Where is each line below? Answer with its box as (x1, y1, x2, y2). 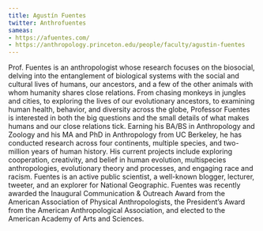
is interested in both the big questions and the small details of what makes (8, 113, 250, 123)
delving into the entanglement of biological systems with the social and (8, 71, 239, 81)
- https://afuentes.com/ (8, 33, 90, 42)
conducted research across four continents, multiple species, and (8, 138, 223, 148)
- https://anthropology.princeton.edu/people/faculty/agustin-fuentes (8, 41, 246, 49)
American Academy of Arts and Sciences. (8, 214, 145, 224)
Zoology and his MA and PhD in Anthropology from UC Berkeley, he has (8, 130, 242, 139)
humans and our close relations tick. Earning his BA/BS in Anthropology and (8, 122, 255, 131)
